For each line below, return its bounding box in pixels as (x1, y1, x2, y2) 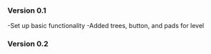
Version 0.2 (7, 39, 48, 49)
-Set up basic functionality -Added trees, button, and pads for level (7, 22, 205, 30)
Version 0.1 (7, 6, 46, 15)
